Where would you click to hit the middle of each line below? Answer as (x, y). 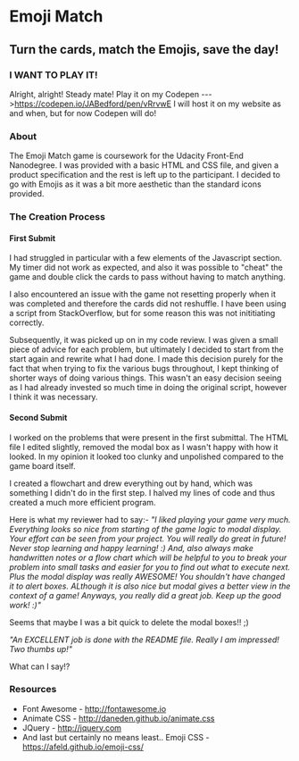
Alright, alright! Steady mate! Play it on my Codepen (104, 94)
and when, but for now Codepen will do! (83, 113)
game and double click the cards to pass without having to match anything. (147, 277)
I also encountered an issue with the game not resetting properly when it (143, 294)
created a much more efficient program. (83, 502)
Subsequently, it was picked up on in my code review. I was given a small (144, 340)
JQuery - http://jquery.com (72, 728)
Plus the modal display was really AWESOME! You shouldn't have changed (147, 576)
